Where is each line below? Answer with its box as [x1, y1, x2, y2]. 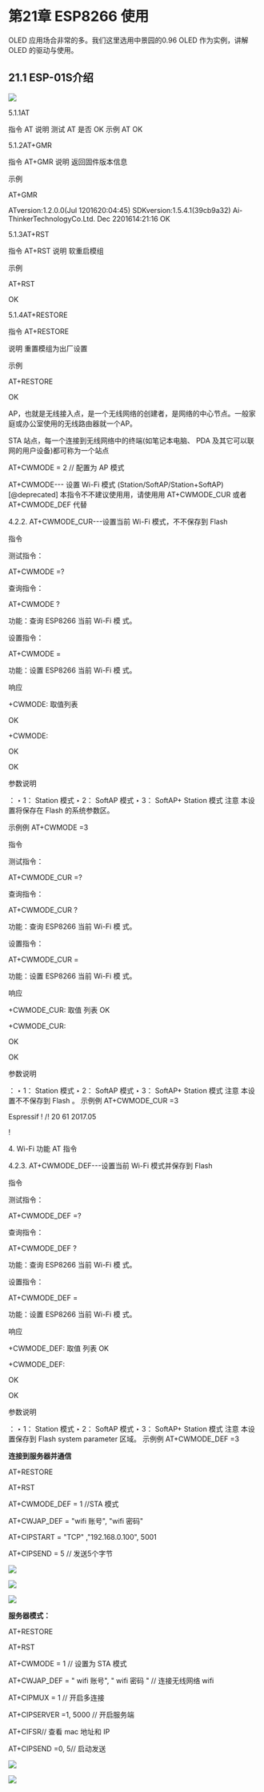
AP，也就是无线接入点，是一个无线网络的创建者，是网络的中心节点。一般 [8, 408, 250, 418]
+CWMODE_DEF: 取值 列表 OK [8, 1343, 110, 1353]
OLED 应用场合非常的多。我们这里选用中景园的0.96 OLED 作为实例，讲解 [8, 35, 249, 45]
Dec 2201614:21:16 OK [97, 214, 170, 223]
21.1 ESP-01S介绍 [8, 71, 94, 85]
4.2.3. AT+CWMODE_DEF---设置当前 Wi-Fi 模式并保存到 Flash [8, 1160, 213, 1170]
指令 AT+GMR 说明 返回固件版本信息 [8, 157, 128, 167]
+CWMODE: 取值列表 [8, 699, 78, 709]
